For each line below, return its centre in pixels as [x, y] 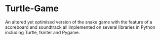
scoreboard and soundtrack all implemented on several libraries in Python [80, 27]
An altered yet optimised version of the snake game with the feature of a [79, 22]
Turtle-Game [32, 9]
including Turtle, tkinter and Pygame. [42, 32]
